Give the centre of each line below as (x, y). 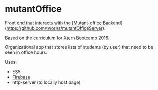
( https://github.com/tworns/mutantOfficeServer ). (55, 28)
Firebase (21, 77)
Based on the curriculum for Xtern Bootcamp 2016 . (57, 38)
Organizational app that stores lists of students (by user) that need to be (79, 47)
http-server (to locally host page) (46, 82)
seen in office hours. (26, 52)
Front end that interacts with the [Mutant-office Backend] (64, 23)
